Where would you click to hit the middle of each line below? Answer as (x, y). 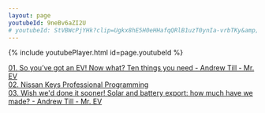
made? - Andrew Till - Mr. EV (55, 102)
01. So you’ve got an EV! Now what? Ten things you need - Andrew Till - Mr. (131, 68)
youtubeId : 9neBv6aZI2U (47, 23)
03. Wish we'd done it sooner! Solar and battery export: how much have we (131, 93)
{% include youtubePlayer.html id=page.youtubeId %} (96, 53)
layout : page (30, 15)
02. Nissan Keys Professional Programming (78, 85)
